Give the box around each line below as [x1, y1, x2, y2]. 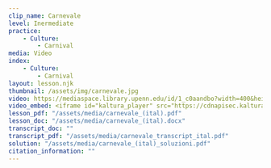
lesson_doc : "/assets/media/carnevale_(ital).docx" [8, 117, 186, 125]
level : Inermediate [8, 19, 74, 27]
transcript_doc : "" [8, 124, 74, 132]
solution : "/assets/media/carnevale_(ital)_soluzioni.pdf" [8, 139, 211, 148]
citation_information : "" [8, 147, 95, 155]
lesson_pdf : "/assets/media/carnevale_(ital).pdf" [8, 110, 182, 118]
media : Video [8, 49, 52, 57]
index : [8, 57, 31, 65]
